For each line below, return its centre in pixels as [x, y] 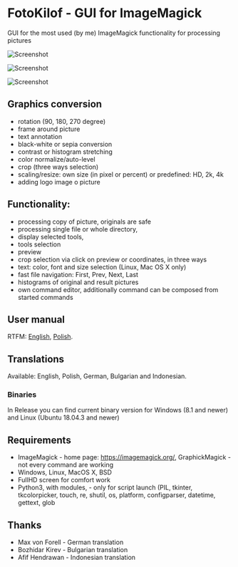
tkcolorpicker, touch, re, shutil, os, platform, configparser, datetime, [117, 495]
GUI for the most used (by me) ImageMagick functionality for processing [114, 33]
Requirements [39, 440]
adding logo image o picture [59, 182]
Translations [36, 359]
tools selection [39, 244]
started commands [45, 297]
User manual [36, 319]
